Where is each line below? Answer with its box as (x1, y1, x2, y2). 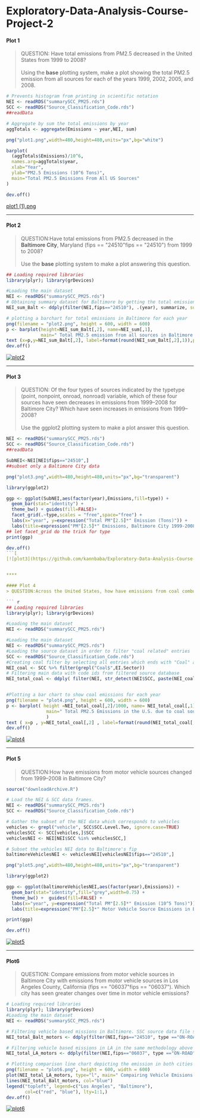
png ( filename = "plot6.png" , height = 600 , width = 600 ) (6, 1067, 151, 1073)
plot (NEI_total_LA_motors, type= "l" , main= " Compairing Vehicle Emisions (6, 1072, 193, 1079)
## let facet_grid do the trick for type (6, 528, 111, 534)
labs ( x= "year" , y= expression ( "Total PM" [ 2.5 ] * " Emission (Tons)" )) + (11, 518, 187, 524)
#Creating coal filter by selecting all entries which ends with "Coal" (6, 659, 190, 665)
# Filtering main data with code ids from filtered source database (6, 670, 180, 677)
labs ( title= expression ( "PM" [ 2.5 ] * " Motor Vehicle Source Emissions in (11, 906, 190, 912)
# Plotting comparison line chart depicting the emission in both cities (6, 1061, 193, 1067)
